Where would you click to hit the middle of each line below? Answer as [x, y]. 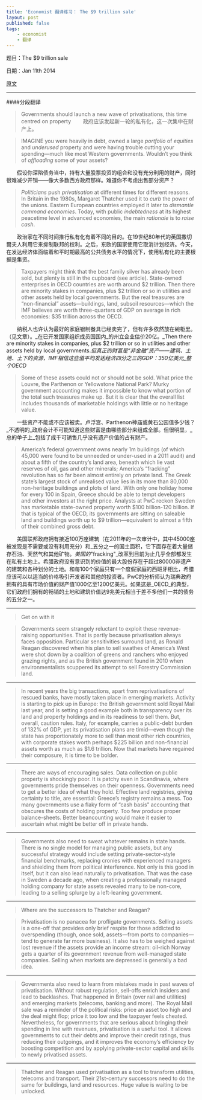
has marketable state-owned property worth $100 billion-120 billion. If [107, 507]
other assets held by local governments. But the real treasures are [103, 297]
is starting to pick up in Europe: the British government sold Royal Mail [108, 704]
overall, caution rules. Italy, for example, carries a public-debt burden [107, 723]
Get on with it [38, 617]
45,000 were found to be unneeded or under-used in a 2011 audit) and [108, 456]
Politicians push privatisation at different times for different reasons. [106, 192]
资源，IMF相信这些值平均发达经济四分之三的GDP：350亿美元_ [109, 358]
